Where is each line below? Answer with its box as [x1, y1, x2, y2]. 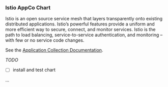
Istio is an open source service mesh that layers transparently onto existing [5, 16, 163, 22]
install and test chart [12, 67, 56, 73]
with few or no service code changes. [5, 37, 85, 43]
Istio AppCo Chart [5, 4, 51, 11]
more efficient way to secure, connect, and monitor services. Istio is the [5, 26, 156, 33]
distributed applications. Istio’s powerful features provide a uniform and [5, 21, 155, 27]
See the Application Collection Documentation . [5, 47, 103, 53]
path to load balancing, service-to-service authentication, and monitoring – [5, 32, 163, 38]
